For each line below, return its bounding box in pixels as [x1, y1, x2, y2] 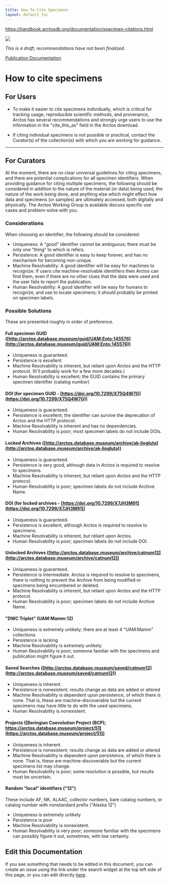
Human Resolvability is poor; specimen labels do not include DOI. [12, 538, 148, 544]
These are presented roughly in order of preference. [5, 319, 114, 325]
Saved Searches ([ [5, 665, 45, 671]
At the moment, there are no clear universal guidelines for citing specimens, [5, 170, 162, 176]
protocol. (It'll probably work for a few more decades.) [12, 368, 125, 374]
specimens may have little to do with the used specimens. [12, 703, 133, 709]
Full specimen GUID [5, 330, 47, 336]
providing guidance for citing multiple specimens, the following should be [5, 180, 157, 186]
